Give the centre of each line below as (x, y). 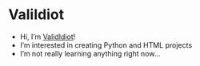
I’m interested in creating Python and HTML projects (106, 45)
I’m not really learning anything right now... (90, 53)
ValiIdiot (36, 15)
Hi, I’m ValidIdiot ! (48, 37)
